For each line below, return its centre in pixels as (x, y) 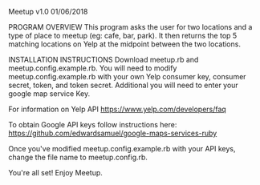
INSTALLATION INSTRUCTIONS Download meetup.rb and (104, 60)
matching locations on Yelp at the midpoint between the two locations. (124, 44)
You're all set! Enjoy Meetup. (55, 173)
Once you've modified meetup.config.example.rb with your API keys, (122, 149)
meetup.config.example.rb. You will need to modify (93, 68)
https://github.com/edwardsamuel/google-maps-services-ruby (113, 133)
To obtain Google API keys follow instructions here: (93, 125)
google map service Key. (49, 94)
